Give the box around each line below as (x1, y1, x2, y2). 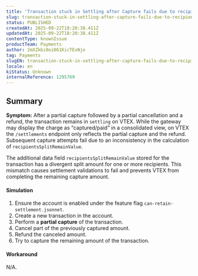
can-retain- (144, 201, 174, 207)
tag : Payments (6, 52, 41, 58)
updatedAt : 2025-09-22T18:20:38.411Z (6, 31, 99, 36)
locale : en (6, 63, 33, 69)
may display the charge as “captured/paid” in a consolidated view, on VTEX (6, 124, 190, 131)
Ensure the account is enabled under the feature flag (14, 199, 143, 207)
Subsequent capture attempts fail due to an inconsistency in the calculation (6, 137, 189, 144)
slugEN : (6, 58, 25, 64)
